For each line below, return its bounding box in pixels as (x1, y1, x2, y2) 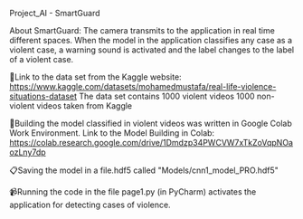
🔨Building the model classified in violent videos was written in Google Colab (9, 118, 292, 129)
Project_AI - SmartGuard (9, 8, 100, 18)
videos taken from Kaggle (35, 100, 133, 111)
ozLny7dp (9, 147, 47, 157)
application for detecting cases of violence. (9, 199, 171, 210)
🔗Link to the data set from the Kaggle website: (9, 71, 183, 82)
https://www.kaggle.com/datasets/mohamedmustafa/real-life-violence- (9, 81, 277, 91)
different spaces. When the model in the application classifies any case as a (9, 35, 292, 45)
